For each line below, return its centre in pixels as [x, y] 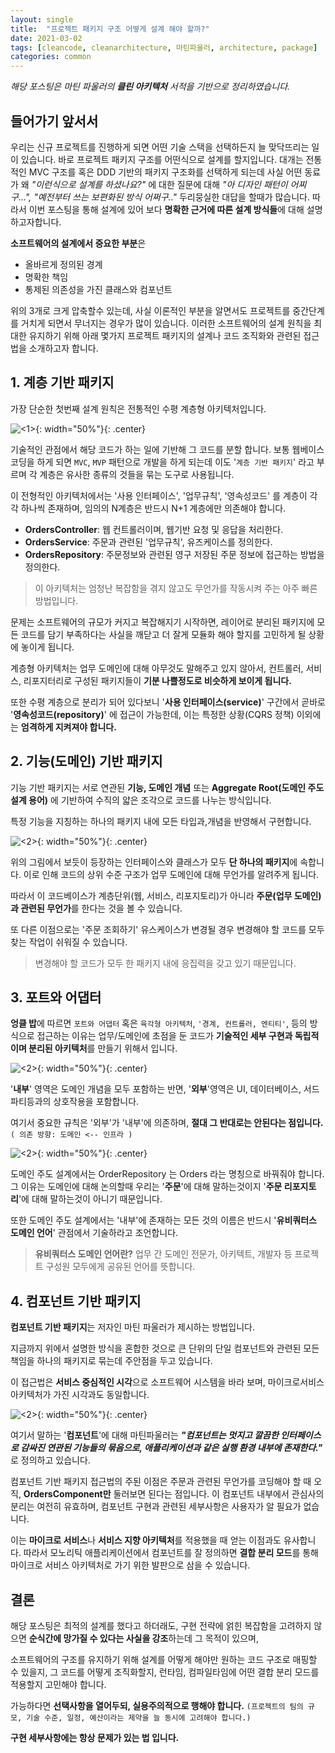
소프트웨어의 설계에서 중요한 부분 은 [78, 243]
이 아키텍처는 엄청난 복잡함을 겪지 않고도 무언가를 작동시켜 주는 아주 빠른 [176, 588]
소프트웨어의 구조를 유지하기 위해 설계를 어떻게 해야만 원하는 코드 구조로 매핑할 [164, 1659]
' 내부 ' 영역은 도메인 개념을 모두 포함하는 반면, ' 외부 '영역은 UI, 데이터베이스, [156, 1089]
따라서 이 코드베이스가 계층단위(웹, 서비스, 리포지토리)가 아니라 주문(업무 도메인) [166, 895]
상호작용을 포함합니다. [96, 1102]
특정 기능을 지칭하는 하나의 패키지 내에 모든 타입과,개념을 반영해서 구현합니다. [161, 821]
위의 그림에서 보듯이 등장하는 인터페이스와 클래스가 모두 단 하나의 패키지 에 [154, 862]
